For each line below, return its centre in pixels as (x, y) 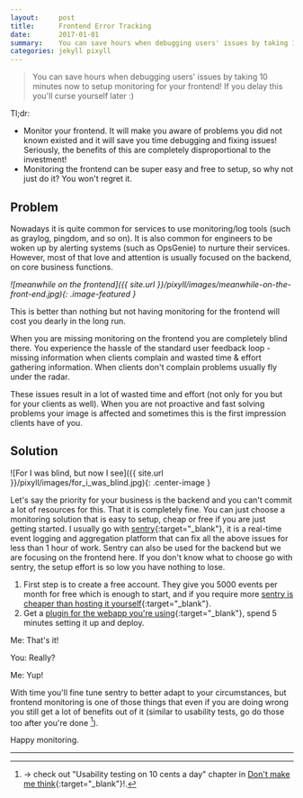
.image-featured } (103, 294)
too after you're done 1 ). (54, 721)
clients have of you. (47, 422)
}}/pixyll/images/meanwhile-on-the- (224, 284)
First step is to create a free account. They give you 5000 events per (150, 584)
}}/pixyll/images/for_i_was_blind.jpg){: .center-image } (110, 482)
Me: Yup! (27, 675)
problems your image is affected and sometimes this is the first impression (148, 413)
